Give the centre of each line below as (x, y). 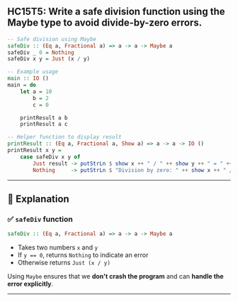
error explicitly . (30, 284)
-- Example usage (33, 72)
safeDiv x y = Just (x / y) (49, 59)
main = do (22, 85)
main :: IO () (28, 79)
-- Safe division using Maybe (52, 39)
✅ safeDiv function (40, 219)
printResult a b (44, 118)
